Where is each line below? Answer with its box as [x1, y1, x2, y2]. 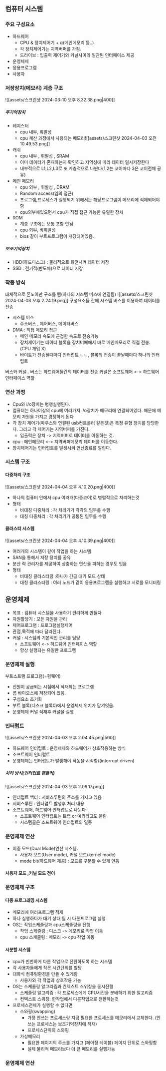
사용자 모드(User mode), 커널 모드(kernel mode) [19, 851, 116, 858]
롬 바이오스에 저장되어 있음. [12, 690, 66, 696]
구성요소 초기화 [12, 696, 42, 702]
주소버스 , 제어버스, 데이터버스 [19, 321, 79, 327]
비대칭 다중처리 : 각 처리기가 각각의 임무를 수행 [19, 507, 111, 513]
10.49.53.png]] [19, 140, 50, 146]
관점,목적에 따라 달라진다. [12, 628, 62, 634]
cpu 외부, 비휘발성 [19, 227, 56, 233]
